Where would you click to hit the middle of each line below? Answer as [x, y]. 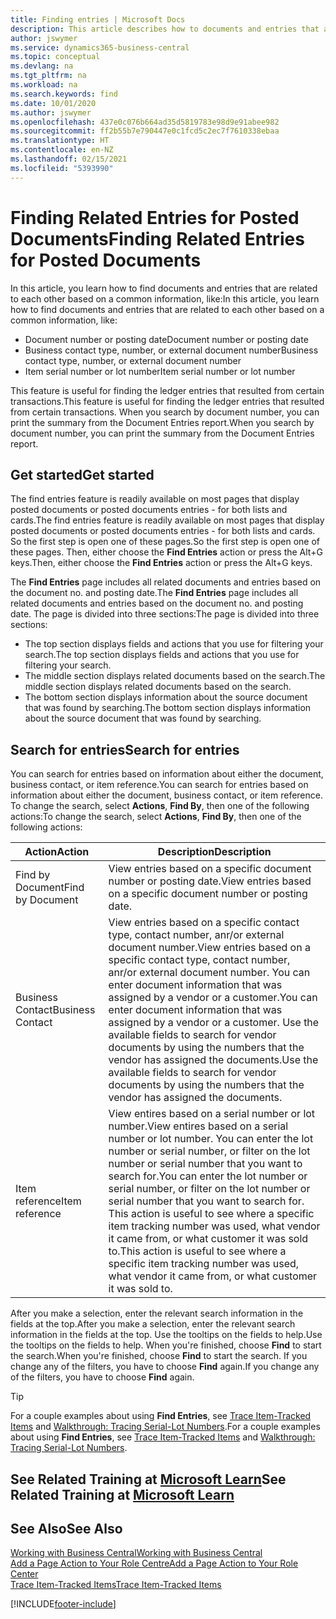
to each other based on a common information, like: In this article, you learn [165, 298]
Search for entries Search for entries [125, 749]
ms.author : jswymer [51, 112]
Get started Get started [82, 474]
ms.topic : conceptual [55, 57]
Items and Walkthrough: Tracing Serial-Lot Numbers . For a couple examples [165, 1427]
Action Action [57, 852]
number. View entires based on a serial [198, 1126]
